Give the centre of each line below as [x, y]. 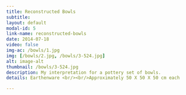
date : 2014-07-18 [28, 39]
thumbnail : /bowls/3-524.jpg [42, 67]
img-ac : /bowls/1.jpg [33, 50]
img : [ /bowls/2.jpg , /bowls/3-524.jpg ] [56, 56]
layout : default [26, 23]
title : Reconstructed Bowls [41, 12]
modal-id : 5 [21, 28]
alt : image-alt [25, 61]
